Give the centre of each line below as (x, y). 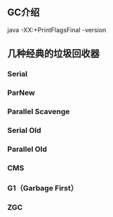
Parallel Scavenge (39, 111)
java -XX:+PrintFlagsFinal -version (57, 29)
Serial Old (24, 130)
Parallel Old (27, 149)
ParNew (21, 93)
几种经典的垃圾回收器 (53, 54)
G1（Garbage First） (43, 188)
